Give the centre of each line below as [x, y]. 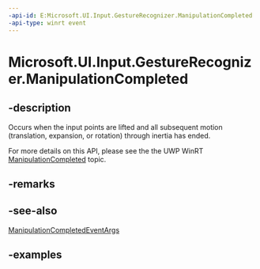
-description [40, 108]
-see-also [33, 211]
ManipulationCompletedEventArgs [64, 229]
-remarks [32, 184]
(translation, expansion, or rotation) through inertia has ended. [109, 135]
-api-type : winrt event [47, 23]
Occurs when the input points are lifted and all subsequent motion [115, 127]
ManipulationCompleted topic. [57, 159]
